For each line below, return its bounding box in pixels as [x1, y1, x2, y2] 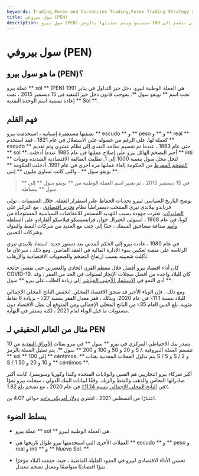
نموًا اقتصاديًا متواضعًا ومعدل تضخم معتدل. [15, 463, 107, 470]
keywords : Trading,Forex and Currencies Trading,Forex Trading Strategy [6, 8, 190, 15]
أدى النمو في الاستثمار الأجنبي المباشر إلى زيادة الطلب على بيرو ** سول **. [6, 277, 173, 284]
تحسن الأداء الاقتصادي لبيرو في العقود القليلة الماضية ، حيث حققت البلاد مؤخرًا [15, 456, 185, 464]
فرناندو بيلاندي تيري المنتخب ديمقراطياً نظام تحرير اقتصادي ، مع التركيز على [6, 203, 172, 210]
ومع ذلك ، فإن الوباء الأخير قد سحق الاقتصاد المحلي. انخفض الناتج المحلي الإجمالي [6, 288, 185, 295]
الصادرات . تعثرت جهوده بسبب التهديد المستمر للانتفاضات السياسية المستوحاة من [6, 210, 184, 217]
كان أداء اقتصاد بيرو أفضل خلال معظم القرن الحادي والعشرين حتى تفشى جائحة [6, 264, 180, 271]
